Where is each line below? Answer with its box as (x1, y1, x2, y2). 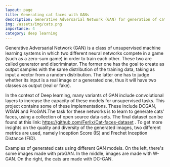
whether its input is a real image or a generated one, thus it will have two (5, 77, 157, 83)
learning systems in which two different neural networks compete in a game (5, 50, 163, 56)
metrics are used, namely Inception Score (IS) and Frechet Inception (5, 130, 148, 136)
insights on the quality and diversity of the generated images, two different (5, 124, 161, 131)
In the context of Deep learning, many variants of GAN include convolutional (5, 92, 164, 98)
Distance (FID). (5, 135, 37, 141)
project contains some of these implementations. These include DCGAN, (5, 103, 157, 109)
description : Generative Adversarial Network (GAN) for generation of (5, 17, 157, 22)
